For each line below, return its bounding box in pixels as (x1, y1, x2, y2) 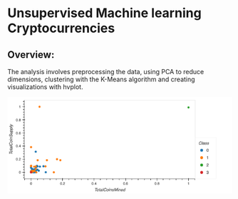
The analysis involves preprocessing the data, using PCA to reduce (7, 68, 205, 76)
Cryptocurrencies (7, 20, 115, 36)
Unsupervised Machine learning (7, 5, 202, 21)
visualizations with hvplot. (7, 83, 83, 91)
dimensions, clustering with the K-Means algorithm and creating (7, 75, 195, 83)
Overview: (7, 49, 55, 61)
